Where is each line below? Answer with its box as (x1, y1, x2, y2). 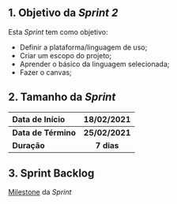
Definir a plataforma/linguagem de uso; (19, 43, 148, 52)
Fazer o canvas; (19, 67, 73, 77)
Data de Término (12, 127, 77, 138)
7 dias (95, 139, 119, 150)
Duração (12, 139, 45, 150)
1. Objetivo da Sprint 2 (8, 6, 119, 20)
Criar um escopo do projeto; (19, 50, 112, 60)
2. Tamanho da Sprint (8, 91, 116, 104)
